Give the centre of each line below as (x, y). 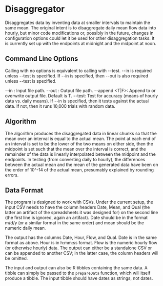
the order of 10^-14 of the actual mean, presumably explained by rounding (80, 169)
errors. (12, 175)
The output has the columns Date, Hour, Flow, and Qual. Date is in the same (81, 238)
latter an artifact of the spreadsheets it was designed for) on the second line (81, 213)
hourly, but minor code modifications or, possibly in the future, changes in (79, 33)
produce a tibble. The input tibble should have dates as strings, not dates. (79, 278)
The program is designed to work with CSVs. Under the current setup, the (79, 202)
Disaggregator (35, 9)
